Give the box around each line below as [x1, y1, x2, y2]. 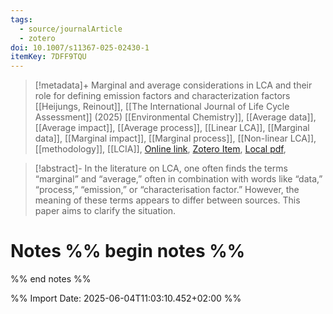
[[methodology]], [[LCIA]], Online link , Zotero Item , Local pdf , [34, 143, 287, 155]
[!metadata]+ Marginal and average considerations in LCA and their [34, 79, 313, 91]
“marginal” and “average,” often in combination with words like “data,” [34, 173, 323, 185]
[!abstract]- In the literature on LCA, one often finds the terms [34, 162, 288, 175]
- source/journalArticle [19, 24, 123, 34]
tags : [10, 14, 33, 25]
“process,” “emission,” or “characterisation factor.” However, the [34, 184, 300, 196]
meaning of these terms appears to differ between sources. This [34, 194, 301, 206]
